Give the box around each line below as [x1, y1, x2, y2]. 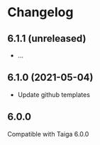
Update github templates [17, 90, 91, 99]
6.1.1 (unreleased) [7, 33, 87, 45]
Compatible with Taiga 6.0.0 [7, 129, 89, 138]
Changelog [7, 4, 74, 21]
